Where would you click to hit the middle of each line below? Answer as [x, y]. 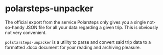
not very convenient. [26, 32]
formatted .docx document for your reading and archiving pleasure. [73, 47]
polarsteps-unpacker [49, 9]
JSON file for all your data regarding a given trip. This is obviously [92, 27]
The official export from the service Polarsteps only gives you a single [76, 22]
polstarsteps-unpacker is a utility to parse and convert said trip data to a [78, 42]
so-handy [15, 27]
